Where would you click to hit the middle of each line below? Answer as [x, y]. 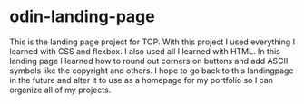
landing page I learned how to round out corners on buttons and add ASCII [149, 61]
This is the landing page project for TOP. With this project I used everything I [152, 42]
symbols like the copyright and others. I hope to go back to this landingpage [152, 71]
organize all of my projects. [60, 90]
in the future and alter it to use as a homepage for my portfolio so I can [142, 80]
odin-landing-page [83, 17]
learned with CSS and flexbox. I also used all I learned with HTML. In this [145, 51]
